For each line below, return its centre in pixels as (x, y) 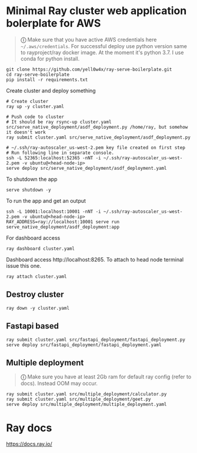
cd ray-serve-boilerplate (38, 75)
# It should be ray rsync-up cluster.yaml (59, 122)
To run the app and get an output (46, 200)
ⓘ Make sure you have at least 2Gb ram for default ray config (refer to (106, 377)
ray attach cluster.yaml (36, 276)
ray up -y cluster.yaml (35, 106)
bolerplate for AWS (54, 23)
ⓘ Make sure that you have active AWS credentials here (89, 39)
